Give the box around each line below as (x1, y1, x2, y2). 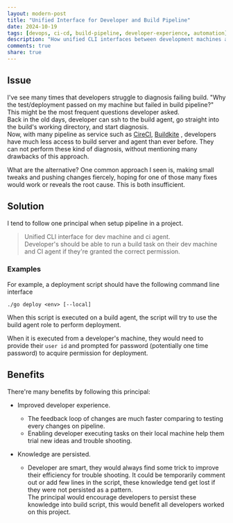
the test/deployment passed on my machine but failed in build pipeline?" (7, 100, 214, 108)
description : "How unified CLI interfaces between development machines (7, 36, 222, 43)
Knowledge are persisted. (17, 449, 92, 458)
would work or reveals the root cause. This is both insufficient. (7, 180, 186, 188)
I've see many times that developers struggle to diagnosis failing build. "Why (7, 93, 226, 101)
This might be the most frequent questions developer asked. (7, 108, 180, 116)
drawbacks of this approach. (7, 152, 89, 160)
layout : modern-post (7, 10, 67, 17)
